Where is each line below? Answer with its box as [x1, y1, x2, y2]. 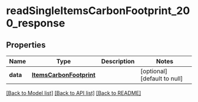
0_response [6, 16, 65, 30]
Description [101, 57, 135, 65]
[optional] [140, 67, 168, 75]
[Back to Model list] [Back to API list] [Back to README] [6, 90, 141, 96]
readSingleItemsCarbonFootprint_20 [6, 4, 190, 18]
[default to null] [140, 74, 183, 83]
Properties [6, 40, 46, 50]
